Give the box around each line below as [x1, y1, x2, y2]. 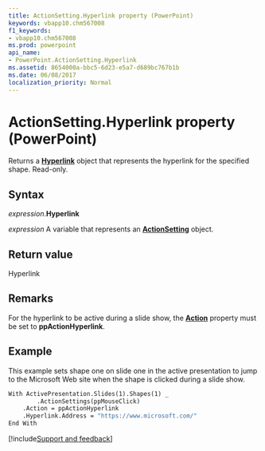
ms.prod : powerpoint [8, 42, 77, 49]
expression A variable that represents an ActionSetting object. [8, 224, 214, 234]
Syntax [8, 188, 45, 201]
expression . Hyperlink [8, 209, 80, 219]
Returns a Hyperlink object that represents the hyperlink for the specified [8, 156, 249, 166]
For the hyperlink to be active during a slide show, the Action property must [8, 313, 257, 322]
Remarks [8, 292, 54, 306]
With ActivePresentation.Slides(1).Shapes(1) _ [8, 390, 170, 398]
